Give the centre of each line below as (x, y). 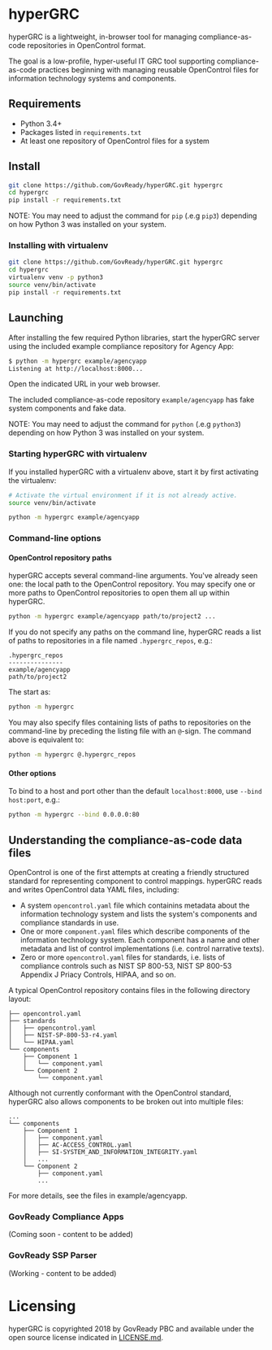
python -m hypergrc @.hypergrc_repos (72, 755)
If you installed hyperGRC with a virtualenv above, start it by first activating (134, 472)
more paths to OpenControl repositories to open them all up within (119, 593)
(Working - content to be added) (63, 1273)
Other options (32, 773)
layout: (19, 999)
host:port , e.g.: (35, 800)
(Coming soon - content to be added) (71, 1235)
